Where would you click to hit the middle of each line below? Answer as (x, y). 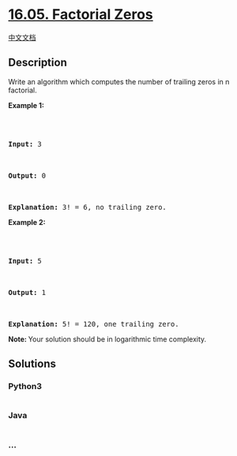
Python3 (25, 387)
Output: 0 (27, 176)
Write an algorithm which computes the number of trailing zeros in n (119, 81)
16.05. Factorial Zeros (81, 15)
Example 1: (26, 105)
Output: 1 (27, 292)
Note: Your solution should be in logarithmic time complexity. (107, 339)
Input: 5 (25, 261)
